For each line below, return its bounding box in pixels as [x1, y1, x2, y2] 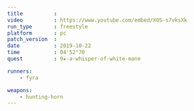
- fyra [19, 74, 39, 81]
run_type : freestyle [7, 23, 89, 30]
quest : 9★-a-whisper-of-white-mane [7, 55, 141, 62]
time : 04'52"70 [7, 49, 85, 56]
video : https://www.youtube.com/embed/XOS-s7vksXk [7, 17, 188, 24]
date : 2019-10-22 [7, 42, 91, 49]
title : [7, 10, 58, 17]
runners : [7, 67, 33, 75]
